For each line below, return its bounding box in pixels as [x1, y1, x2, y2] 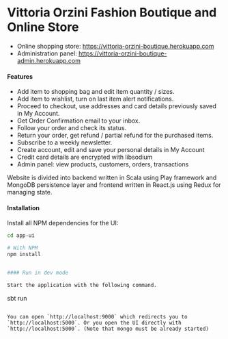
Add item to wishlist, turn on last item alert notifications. [16, 95, 174, 103]
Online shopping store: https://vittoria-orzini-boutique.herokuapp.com [16, 42, 214, 50]
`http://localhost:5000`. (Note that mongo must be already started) [7, 325, 210, 332]
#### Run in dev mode [7, 269, 69, 276]
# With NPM [7, 244, 38, 251]
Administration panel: [16, 49, 77, 58]
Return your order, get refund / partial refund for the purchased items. [16, 131, 214, 140]
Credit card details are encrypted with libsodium [16, 153, 153, 162]
